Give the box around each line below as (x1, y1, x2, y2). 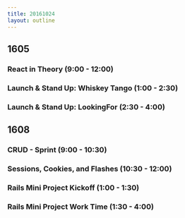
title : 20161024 (7, 10, 55, 18)
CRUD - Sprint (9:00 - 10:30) (7, 145, 107, 155)
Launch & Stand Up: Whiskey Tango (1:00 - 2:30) (7, 83, 179, 92)
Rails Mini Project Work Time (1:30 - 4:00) (7, 202, 154, 212)
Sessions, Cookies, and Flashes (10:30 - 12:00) (7, 164, 172, 174)
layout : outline (7, 17, 55, 24)
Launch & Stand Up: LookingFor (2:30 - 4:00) (7, 102, 166, 111)
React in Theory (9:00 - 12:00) (7, 64, 114, 74)
